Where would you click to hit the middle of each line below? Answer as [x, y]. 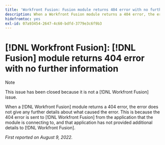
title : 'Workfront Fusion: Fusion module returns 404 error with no [77, 10]
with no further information [62, 69]
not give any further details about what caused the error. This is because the [82, 112]
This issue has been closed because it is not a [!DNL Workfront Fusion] [77, 92]
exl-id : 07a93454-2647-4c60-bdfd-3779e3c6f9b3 [54, 23]
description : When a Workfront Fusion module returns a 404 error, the [80, 14]
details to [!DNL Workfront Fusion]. [40, 128]
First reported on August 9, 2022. [39, 137]
